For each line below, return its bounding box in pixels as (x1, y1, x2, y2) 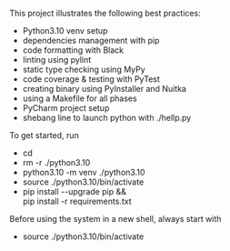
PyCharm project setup (22, 103, 110, 113)
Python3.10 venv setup (22, 25, 108, 35)
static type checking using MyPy (22, 64, 145, 75)
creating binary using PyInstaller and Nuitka (22, 84, 186, 94)
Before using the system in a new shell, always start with (9, 214, 222, 224)
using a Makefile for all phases (22, 93, 138, 104)
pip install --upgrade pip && (22, 186, 127, 196)
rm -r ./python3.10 (22, 157, 91, 167)
